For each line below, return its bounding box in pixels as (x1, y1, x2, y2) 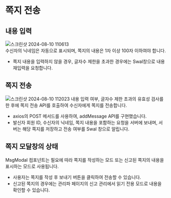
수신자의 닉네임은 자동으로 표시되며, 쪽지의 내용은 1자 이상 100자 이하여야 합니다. (5, 48, 166, 54)
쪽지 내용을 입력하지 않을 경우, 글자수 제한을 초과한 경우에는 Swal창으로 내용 (12, 58, 165, 64)
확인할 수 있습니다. (12, 187, 50, 193)
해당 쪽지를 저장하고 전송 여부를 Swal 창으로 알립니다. (22, 126, 130, 132)
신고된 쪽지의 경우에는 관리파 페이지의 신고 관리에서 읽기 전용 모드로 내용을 (12, 180, 162, 187)
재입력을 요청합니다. (12, 65, 53, 71)
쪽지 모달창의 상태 (5, 142, 58, 151)
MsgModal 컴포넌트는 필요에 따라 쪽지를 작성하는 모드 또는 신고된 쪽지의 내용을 (5, 157, 164, 163)
